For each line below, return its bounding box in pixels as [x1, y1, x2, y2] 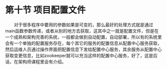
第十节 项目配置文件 [5, 4, 86, 16]
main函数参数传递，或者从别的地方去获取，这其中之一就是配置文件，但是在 [5, 28, 159, 34]
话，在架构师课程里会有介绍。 [5, 59, 66, 65]
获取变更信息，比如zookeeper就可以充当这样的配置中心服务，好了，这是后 [5, 52, 158, 58]
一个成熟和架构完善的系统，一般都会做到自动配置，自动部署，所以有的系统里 [5, 34, 162, 40]
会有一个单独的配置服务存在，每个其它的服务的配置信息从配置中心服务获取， [5, 40, 162, 46]
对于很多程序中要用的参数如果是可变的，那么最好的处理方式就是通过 [14, 22, 153, 28]
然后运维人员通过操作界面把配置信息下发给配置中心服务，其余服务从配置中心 [5, 46, 162, 52]
